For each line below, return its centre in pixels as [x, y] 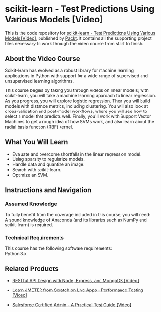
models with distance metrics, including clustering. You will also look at [77, 106]
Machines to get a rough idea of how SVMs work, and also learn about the [80, 121]
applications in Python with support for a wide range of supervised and [76, 76]
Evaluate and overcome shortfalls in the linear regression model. [77, 154]
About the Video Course [43, 59]
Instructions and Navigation [48, 190]
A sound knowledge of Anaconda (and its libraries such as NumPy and [76, 220]
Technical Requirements [35, 238]
